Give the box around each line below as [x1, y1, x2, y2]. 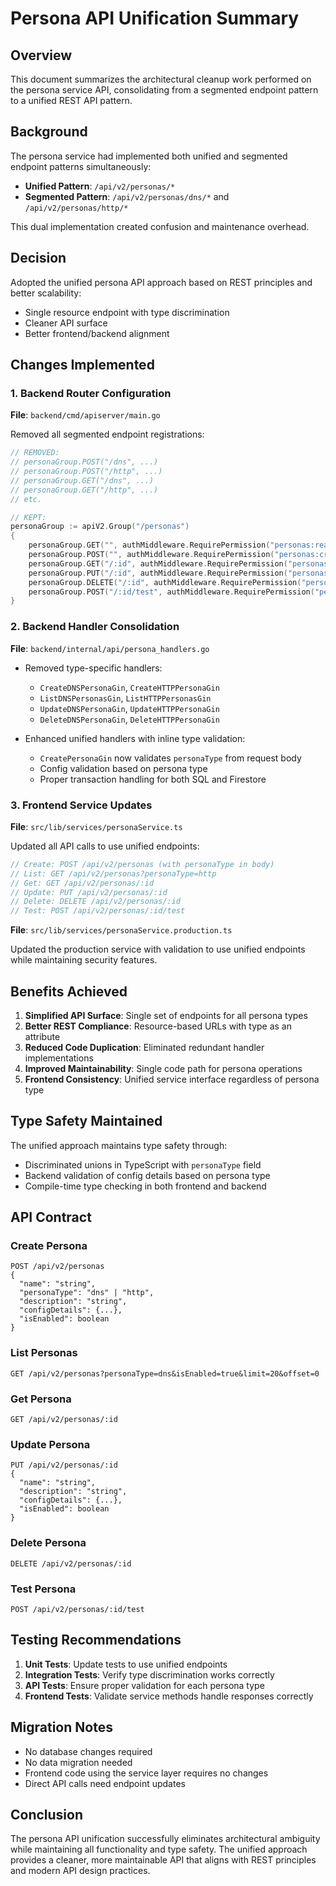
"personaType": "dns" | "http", [19, 1288, 155, 1298]
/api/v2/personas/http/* [24, 203, 129, 213]
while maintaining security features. [10, 954, 158, 966]
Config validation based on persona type [39, 762, 208, 774]
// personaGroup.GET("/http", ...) [10, 485, 159, 495]
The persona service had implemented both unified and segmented [10, 150, 288, 162]
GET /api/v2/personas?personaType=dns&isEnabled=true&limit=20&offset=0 [10, 1368, 320, 1379]
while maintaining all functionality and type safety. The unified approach [10, 1843, 308, 1856]
